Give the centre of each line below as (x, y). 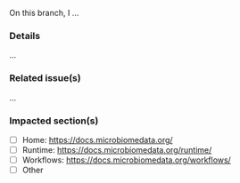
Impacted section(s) (54, 121)
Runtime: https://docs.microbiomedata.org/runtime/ (117, 149)
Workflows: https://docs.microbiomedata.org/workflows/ (127, 160)
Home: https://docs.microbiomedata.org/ (97, 139)
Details (25, 36)
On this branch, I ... (44, 13)
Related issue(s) (46, 78)
